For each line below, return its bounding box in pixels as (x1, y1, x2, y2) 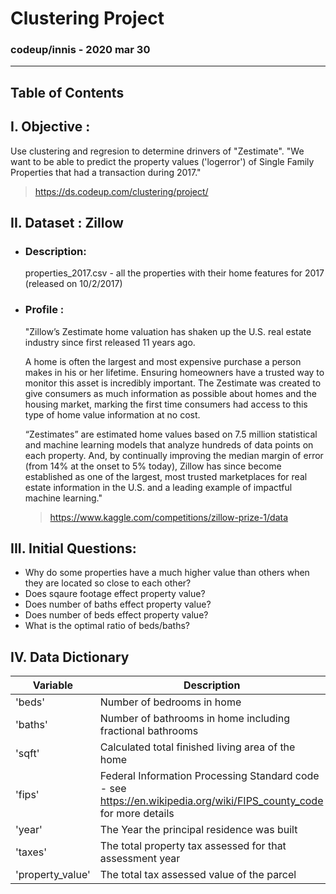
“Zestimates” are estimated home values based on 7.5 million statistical (24, 428, 318, 440)
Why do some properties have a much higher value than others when (24, 567, 310, 579)
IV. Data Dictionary (10, 648, 130, 666)
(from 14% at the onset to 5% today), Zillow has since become (24, 460, 282, 472)
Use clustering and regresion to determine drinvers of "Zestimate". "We (10, 145, 305, 157)
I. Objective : (10, 118, 91, 136)
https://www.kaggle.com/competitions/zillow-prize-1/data (49, 511, 289, 523)
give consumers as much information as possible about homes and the (24, 387, 317, 399)
